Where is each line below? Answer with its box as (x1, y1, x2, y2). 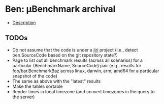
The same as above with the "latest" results (12, 78, 101, 84)
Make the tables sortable (12, 83, 63, 89)
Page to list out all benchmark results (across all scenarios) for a (12, 57, 143, 63)
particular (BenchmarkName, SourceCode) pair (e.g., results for (12, 62, 142, 68)
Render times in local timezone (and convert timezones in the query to (12, 88, 155, 94)
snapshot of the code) (12, 73, 58, 79)
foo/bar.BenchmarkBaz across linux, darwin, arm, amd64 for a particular (12, 68, 160, 74)
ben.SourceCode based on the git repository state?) (12, 52, 118, 58)
